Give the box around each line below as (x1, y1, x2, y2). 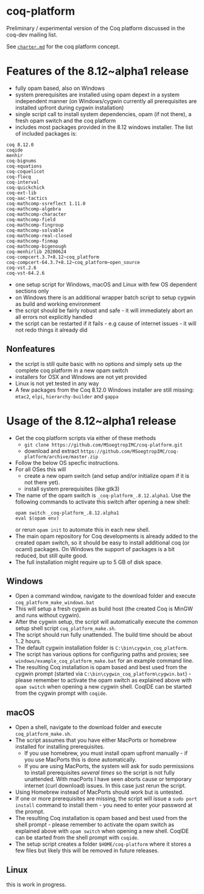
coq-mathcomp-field (6, 216, 56, 222)
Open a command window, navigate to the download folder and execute (15, 592, 196, 599)
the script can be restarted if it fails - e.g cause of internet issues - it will (15, 320, 197, 327)
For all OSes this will (15, 466, 66, 473)
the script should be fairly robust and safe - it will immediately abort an (15, 307, 193, 314)
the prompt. (15, 808, 45, 815)
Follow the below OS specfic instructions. (15, 459, 120, 466)
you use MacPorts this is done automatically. (24, 756, 137, 763)
